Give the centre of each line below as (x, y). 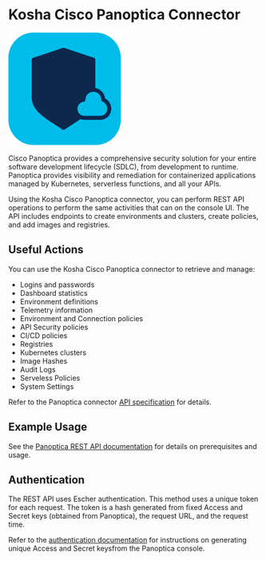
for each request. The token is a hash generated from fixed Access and (126, 507)
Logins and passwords (57, 284)
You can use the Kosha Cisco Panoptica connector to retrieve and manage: (132, 269)
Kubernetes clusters (53, 352)
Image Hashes (44, 360)
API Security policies (54, 327)
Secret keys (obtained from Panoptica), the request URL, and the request (129, 516)
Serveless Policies (50, 378)
